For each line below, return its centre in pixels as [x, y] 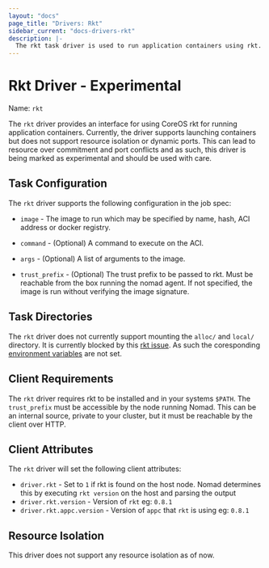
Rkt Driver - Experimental [95, 86]
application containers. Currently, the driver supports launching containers [132, 133]
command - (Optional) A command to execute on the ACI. [112, 242]
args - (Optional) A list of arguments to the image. [103, 259]
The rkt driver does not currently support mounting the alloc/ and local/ [131, 336]
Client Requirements [61, 379]
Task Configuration [58, 184]
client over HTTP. [37, 424]
